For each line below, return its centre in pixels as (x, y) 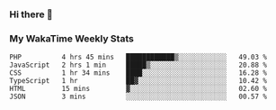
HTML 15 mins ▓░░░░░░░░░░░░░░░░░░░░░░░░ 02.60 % (138, 89)
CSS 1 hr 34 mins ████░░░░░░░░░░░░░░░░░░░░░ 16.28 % (138, 73)
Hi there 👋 (31, 14)
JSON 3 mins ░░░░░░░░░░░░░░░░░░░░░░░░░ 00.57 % (138, 97)
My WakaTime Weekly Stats (72, 38)
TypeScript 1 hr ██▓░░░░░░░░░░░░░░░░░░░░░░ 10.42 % (138, 81)
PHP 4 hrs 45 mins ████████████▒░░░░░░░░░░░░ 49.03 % (138, 58)
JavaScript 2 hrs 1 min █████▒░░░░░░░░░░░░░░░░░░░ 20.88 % (138, 65)
